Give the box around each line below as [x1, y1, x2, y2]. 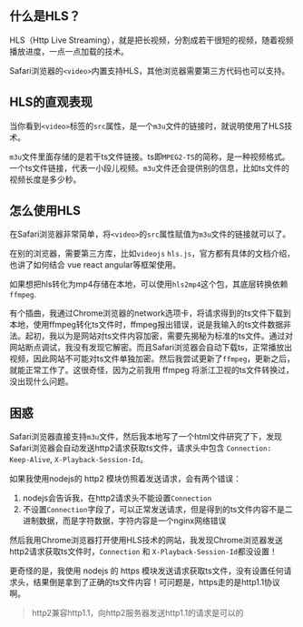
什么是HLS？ [9, 8, 82, 25]
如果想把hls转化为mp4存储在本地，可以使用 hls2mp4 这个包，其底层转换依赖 [9, 278, 288, 289]
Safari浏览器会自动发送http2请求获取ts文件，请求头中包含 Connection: [9, 442, 272, 453]
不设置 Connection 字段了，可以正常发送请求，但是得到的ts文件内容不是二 [22, 504, 293, 515]
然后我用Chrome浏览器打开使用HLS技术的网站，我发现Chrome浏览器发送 [9, 535, 284, 546]
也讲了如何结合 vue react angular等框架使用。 [9, 259, 181, 270]
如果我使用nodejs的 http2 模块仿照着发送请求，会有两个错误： [9, 473, 242, 484]
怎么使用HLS [9, 203, 82, 218]
